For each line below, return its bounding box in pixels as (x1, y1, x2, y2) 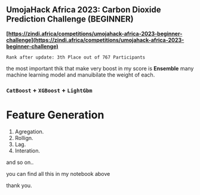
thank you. (6, 182, 32, 189)
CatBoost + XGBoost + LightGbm (6, 86, 93, 95)
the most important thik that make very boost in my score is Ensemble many (6, 65, 194, 72)
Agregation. (14, 128, 44, 135)
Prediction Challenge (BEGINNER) (6, 14, 134, 25)
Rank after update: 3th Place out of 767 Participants (6, 54, 146, 60)
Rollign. (14, 134, 34, 141)
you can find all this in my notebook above (6, 170, 110, 177)
